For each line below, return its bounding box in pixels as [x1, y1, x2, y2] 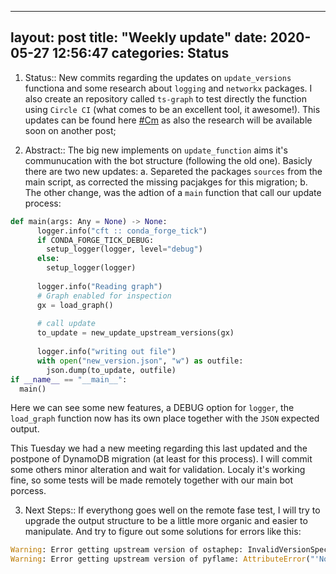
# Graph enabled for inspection [36, 291, 172, 301]
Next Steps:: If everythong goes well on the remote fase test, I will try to [24, 504, 321, 516]
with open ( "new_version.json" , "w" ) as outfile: [36, 356, 244, 366]
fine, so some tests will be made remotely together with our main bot [10, 474, 293, 486]
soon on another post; [24, 124, 117, 136]
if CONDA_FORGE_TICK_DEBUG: [36, 235, 155, 245]
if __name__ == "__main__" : [10, 374, 128, 385]
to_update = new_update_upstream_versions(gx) [36, 328, 235, 338]
